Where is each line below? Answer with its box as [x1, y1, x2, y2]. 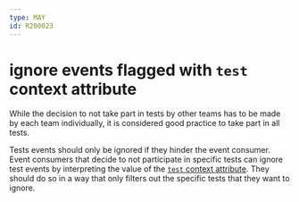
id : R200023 [9, 21, 54, 30]
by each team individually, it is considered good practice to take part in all [9, 118, 280, 129]
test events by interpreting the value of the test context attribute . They [9, 164, 270, 174]
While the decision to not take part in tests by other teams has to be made [9, 108, 281, 119]
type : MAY [9, 13, 46, 22]
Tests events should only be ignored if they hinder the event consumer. [9, 145, 270, 156]
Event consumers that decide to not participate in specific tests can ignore [9, 154, 284, 165]
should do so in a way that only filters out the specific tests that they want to [9, 173, 290, 184]
